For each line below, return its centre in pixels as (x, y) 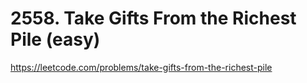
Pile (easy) (55, 39)
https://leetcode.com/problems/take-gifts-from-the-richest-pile (141, 67)
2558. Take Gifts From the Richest (153, 18)
